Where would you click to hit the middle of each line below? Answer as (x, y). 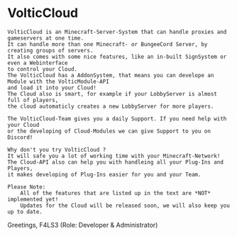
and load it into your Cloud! (52, 88)
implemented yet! (33, 199)
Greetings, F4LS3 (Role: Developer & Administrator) (83, 225)
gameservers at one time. (45, 38)
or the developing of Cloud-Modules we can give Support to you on (109, 131)
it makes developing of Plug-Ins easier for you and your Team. (104, 174)
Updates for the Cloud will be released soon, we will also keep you (125, 206)
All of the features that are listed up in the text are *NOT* (116, 193)
